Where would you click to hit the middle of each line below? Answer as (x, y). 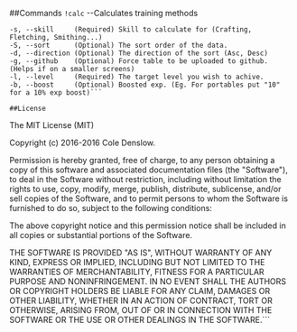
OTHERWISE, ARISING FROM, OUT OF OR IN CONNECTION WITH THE (141, 310)
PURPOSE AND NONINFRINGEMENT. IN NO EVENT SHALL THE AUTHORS (148, 281)
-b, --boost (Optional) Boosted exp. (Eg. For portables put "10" (145, 85)
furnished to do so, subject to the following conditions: (111, 208)
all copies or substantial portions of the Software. (101, 235)
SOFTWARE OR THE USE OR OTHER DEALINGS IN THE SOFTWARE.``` (140, 320)
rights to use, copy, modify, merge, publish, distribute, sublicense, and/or (145, 189)
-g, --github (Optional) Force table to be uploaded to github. (139, 61)
